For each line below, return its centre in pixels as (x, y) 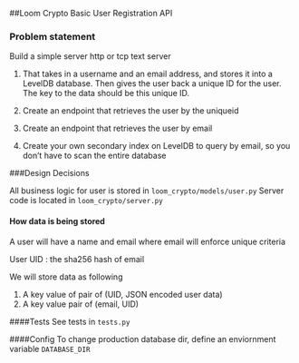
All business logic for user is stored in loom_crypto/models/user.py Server (147, 191)
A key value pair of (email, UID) (80, 304)
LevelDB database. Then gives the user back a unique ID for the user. (152, 83)
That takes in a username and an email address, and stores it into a (148, 74)
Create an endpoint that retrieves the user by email (117, 128)
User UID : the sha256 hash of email (77, 259)
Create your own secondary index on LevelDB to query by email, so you (156, 146)
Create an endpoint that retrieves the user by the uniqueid (130, 111)
